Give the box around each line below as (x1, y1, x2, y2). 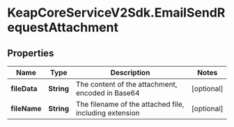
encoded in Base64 (75, 88, 140, 98)
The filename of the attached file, (75, 99, 185, 109)
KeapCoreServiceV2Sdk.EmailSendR (7, 5, 226, 21)
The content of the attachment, (75, 80, 178, 89)
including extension (75, 108, 140, 117)
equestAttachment (7, 19, 118, 35)
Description (110, 68, 150, 77)
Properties (7, 47, 54, 59)
